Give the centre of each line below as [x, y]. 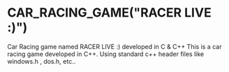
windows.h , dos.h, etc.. [42, 61]
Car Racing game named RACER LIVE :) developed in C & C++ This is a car [114, 46]
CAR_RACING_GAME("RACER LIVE [109, 13]
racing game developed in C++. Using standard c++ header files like [106, 54]
